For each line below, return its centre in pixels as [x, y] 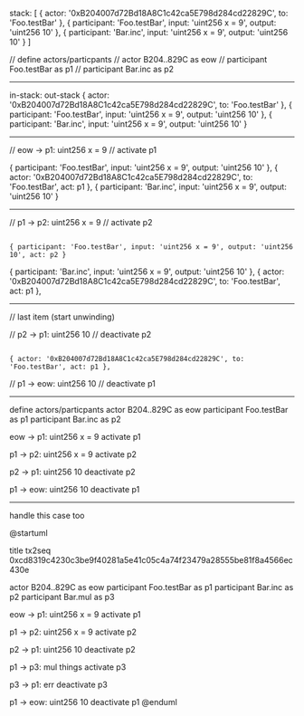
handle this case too [47, 516]
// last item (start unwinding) [62, 317]
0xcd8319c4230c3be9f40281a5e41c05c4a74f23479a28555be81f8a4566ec [152, 560]
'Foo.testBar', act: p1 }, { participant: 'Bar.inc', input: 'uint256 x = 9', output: [148, 186]
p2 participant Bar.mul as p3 [62, 597]
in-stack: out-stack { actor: [60, 95]
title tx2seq [30, 550]
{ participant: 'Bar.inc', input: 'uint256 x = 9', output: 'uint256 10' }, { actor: [147, 272]
